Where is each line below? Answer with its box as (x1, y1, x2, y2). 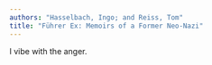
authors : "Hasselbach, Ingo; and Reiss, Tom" (9, 12, 183, 22)
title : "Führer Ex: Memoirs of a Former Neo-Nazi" (9, 21, 204, 30)
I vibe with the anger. (9, 45, 88, 56)
